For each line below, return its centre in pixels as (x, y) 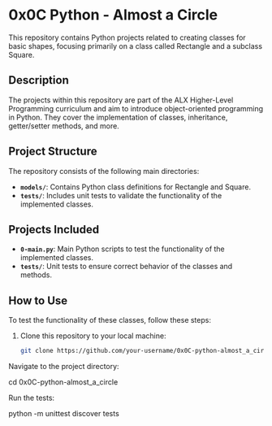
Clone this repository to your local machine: (93, 336)
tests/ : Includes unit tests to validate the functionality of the (121, 195)
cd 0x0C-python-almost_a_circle (63, 382)
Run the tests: (32, 398)
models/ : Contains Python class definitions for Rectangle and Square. (136, 187)
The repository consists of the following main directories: (104, 171)
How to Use (38, 300)
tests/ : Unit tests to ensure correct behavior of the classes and (126, 267)
